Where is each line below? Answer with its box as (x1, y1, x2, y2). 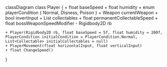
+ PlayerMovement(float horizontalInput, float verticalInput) (5, 43, 143, 48)
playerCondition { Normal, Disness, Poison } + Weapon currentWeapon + (5, 10, 158, 16)
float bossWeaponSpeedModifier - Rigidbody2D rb (5, 20, 112, 26)
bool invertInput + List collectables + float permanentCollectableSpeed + (5, 15, 158, 21)
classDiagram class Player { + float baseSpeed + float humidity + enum (5, 5, 155, 10)
